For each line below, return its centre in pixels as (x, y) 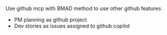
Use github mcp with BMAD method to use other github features (83, 8)
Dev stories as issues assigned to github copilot (72, 26)
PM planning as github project (50, 20)
